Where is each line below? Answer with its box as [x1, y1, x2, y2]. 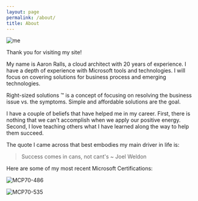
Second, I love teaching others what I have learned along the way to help [6, 123, 189, 130]
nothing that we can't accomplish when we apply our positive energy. [6, 116, 181, 124]
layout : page [6, 9, 40, 15]
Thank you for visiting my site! [6, 49, 82, 56]
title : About [6, 20, 40, 26]
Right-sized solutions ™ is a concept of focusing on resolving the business [6, 92, 192, 99]
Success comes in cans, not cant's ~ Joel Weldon [21, 153, 147, 160]
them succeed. [6, 129, 44, 137]
